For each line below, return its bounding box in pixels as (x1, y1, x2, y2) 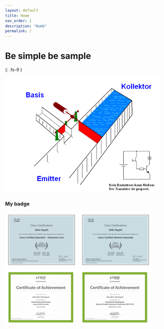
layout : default (5, 8, 38, 13)
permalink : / (5, 29, 32, 34)
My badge (5, 200, 30, 207)
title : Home (5, 13, 29, 18)
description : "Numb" (5, 24, 48, 29)
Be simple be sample (5, 51, 91, 61)
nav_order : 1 (5, 18, 32, 23)
